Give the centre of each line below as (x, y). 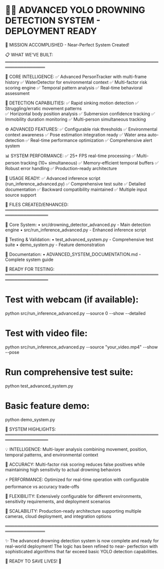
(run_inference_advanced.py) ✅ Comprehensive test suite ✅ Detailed (75, 184)
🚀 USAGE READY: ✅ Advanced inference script (53, 178)
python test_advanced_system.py (39, 386)
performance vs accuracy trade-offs (42, 486)
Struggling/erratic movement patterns (43, 108)
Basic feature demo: (47, 406)
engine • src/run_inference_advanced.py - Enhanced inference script (76, 230)
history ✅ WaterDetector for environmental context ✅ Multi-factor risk (76, 82)
